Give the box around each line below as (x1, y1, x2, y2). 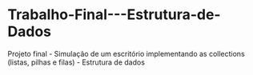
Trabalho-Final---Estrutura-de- (7, 6, 221, 24)
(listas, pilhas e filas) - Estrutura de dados (7, 57, 146, 67)
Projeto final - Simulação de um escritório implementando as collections (7, 49, 245, 58)
